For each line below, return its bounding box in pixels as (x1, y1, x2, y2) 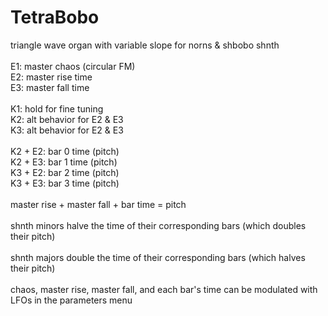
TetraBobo (10, 6, 100, 29)
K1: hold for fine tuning (10, 102, 104, 115)
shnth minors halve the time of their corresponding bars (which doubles (10, 219, 307, 231)
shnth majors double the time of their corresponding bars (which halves (10, 251, 306, 263)
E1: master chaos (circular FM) (10, 60, 136, 72)
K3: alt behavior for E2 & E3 (10, 124, 124, 136)
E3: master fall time (10, 81, 90, 93)
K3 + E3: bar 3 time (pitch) (10, 177, 120, 189)
